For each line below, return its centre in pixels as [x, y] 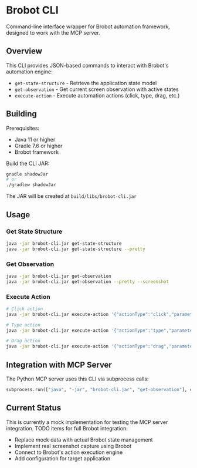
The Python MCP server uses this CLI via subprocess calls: [77, 379]
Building [21, 114]
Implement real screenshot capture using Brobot [73, 446]
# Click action [25, 309]
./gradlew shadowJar [31, 185]
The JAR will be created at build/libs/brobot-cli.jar [71, 196]
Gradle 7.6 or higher [38, 146]
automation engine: [29, 72]
